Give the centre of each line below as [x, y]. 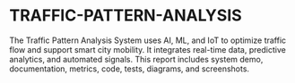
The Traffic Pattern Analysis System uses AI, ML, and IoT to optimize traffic [148, 40]
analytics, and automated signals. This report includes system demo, [136, 59]
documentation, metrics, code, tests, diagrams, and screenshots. [129, 69]
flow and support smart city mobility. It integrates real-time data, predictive [148, 49]
